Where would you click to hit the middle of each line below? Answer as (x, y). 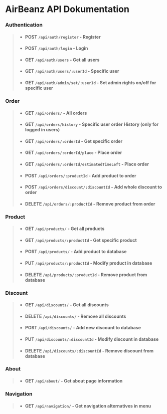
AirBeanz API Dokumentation (67, 9)
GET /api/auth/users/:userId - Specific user (72, 71)
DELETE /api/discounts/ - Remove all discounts (75, 316)
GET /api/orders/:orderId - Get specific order (74, 141)
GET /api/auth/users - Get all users (62, 60)
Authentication (24, 25)
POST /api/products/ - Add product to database (76, 252)
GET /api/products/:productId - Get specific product (81, 240)
